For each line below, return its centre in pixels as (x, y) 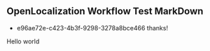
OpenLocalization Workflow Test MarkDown (105, 11)
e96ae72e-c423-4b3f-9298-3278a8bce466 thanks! (92, 28)
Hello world (23, 41)
